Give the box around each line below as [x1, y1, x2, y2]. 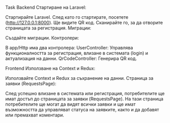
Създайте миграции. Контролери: [5, 35, 79, 41]
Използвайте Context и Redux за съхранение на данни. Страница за [5, 75, 154, 81]
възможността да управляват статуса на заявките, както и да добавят [5, 107, 159, 112]
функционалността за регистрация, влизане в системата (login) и [5, 50, 148, 56]
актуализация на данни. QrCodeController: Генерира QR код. [5, 55, 137, 61]
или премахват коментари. [5, 112, 65, 118]
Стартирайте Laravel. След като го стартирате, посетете [5, 14, 129, 20]
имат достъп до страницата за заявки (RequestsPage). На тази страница [5, 96, 163, 102]
